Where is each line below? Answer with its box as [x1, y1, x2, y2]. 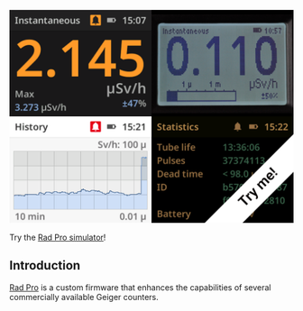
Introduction [9, 258, 81, 273]
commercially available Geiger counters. [9, 291, 160, 302]
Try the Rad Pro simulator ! [9, 232, 106, 242]
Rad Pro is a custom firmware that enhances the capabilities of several [9, 281, 271, 293]
